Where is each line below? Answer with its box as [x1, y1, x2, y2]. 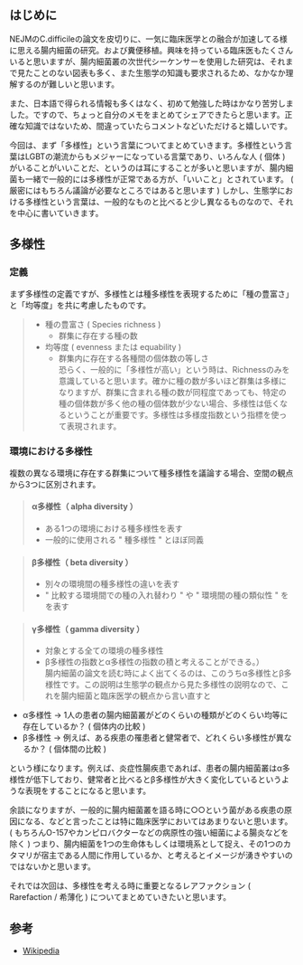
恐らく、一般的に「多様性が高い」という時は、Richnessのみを [58, 364, 290, 374]
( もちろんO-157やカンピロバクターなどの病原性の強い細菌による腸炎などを [9, 828, 289, 838]
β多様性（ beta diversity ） [31, 556, 133, 567]
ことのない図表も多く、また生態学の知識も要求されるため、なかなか [32, 67, 286, 78]
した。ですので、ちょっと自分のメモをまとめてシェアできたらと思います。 [9, 109, 286, 119]
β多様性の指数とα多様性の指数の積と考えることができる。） [44, 657, 264, 667]
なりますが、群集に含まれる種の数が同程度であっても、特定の [58, 386, 287, 397]
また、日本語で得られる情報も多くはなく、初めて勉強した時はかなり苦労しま [9, 98, 294, 109]
